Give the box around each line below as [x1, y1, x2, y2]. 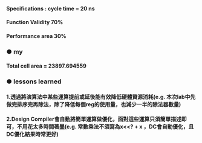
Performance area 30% [6, 32, 67, 39]
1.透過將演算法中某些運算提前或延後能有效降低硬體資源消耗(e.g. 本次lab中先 [6, 93, 196, 100]
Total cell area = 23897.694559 [6, 62, 86, 69]
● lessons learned [6, 77, 62, 86]
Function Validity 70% [6, 19, 64, 26]
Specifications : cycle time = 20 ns [6, 5, 95, 12]
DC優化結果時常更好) [6, 130, 59, 138]
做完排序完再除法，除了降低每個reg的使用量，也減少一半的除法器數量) [6, 100, 181, 108]
